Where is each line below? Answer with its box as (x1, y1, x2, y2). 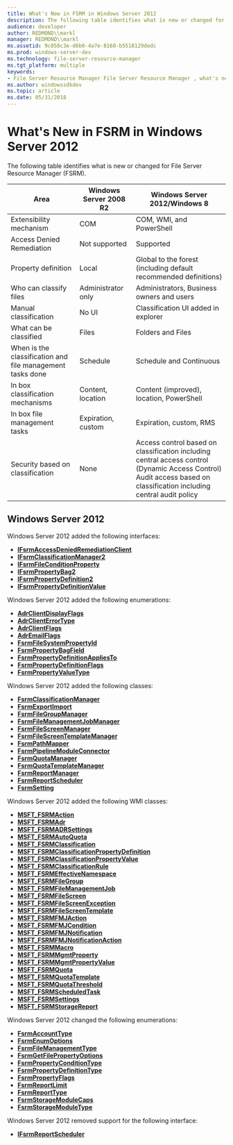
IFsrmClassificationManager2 (17, 553, 106, 561)
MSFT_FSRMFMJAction (17, 914, 87, 922)
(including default (135, 263, 193, 273)
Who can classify (10, 283, 67, 292)
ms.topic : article (7, 87, 60, 94)
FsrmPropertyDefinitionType (17, 1066, 103, 1074)
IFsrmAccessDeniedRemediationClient (17, 545, 132, 553)
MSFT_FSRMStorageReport (17, 1002, 98, 1010)
